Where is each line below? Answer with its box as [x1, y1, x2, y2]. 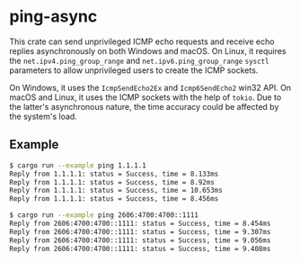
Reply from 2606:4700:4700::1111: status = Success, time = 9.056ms [9, 236, 271, 245]
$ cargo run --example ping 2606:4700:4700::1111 [9, 211, 199, 220]
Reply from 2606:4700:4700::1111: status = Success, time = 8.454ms [9, 219, 271, 228]
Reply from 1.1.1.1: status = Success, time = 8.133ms [9, 169, 219, 178]
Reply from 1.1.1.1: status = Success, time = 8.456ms [9, 194, 219, 203]
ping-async [9, 6, 98, 27]
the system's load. [9, 111, 78, 122]
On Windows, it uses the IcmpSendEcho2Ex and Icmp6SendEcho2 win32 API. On [9, 82, 292, 93]
